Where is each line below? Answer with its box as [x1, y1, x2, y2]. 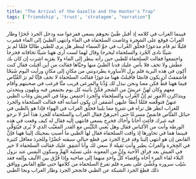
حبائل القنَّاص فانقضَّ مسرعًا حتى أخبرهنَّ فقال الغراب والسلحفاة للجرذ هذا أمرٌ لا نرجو [6, 110, 190, 117]
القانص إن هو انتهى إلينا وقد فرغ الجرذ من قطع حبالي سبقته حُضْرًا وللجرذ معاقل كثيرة [6, 135, 190, 142]
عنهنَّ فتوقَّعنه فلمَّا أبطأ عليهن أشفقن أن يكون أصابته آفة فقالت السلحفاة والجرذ [6, 98, 177, 105]
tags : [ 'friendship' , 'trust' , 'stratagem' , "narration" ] [6, 14, 150, 20]
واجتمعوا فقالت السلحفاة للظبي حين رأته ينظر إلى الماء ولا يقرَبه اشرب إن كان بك [6, 55, 183, 62]
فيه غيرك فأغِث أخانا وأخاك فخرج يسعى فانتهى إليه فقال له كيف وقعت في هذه [6, 117, 175, 124]
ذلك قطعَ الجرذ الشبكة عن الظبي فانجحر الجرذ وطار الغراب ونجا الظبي [6, 166, 159, 173]
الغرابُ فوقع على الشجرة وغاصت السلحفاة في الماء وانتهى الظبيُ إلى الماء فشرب [6, 36, 184, 43]
